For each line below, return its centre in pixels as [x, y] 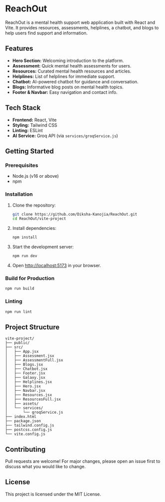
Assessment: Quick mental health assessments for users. [72, 66]
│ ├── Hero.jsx [23, 386]
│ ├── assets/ [22, 404]
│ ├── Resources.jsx [29, 395]
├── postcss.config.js [29, 430]
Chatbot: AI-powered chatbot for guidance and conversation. [75, 81]
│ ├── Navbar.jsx [25, 391]
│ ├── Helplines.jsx [29, 382]
